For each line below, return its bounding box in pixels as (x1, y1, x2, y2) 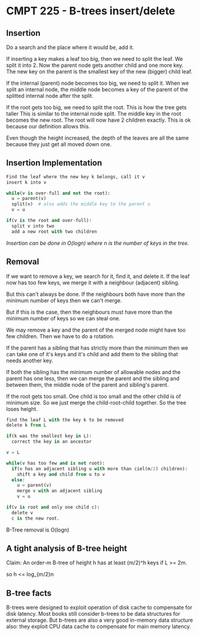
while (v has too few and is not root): (6, 460, 105, 466)
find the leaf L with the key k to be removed (6, 416, 124, 423)
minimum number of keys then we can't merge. (6, 297, 122, 304)
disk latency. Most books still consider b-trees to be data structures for (6, 610, 181, 618)
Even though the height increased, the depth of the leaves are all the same (6, 134, 189, 141)
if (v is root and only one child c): (6, 504, 100, 510)
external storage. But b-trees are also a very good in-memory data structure (6, 616, 194, 624)
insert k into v (6, 179, 46, 186)
